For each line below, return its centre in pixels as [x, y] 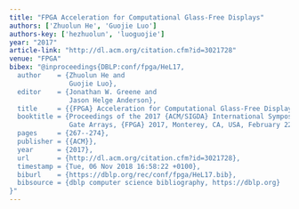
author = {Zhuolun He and [71, 76]
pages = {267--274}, [63, 133]
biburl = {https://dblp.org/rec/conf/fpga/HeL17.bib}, [127, 174]
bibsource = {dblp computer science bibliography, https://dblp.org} [149, 183]
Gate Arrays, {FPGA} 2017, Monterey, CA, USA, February [174, 125]
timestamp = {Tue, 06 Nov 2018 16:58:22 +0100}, [109, 166]
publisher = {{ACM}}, [57, 141]
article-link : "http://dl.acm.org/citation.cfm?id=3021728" [123, 51]
